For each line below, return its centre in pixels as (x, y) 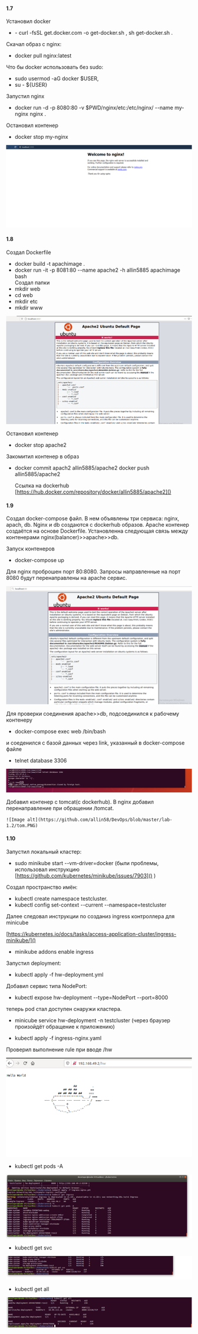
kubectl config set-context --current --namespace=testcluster (90, 905)
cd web (24, 295)
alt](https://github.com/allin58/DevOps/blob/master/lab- (100, 820)
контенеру (19, 720)
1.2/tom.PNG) (22, 826)
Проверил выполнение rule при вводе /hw (59, 1049)
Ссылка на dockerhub (42, 485)
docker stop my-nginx (42, 137)
